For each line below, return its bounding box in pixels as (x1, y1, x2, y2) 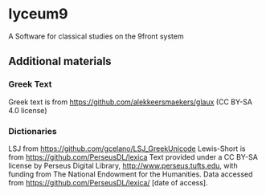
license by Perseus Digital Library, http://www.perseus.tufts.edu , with (8, 160, 239, 170)
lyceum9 (8, 5, 68, 23)
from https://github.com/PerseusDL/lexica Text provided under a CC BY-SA (8, 152, 259, 161)
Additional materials (8, 55, 112, 68)
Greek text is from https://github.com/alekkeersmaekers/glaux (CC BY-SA (8, 97, 253, 107)
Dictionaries (8, 125, 58, 136)
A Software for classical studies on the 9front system (8, 31, 184, 41)
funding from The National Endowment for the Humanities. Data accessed (8, 169, 253, 179)
